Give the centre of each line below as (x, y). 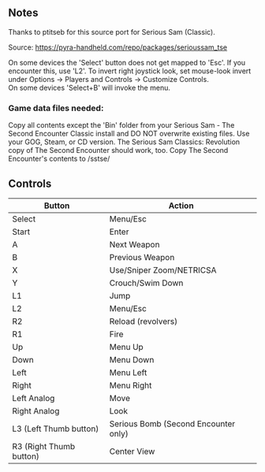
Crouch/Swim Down (146, 283)
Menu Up (126, 347)
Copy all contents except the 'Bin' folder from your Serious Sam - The (121, 125)
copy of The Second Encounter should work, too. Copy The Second (118, 151)
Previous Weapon (142, 257)
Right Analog (36, 411)
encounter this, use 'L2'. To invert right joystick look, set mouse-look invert (130, 71)
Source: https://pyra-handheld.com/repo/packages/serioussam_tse (118, 47)
